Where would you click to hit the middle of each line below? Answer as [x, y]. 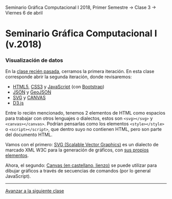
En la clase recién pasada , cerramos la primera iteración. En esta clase [80, 72]
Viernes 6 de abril [24, 13]
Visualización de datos [34, 60]
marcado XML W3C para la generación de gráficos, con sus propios [77, 150]
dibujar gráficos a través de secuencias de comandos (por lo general [78, 171]
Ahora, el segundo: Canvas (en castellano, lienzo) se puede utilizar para [81, 165]
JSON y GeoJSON [32, 92]
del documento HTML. [29, 135]
